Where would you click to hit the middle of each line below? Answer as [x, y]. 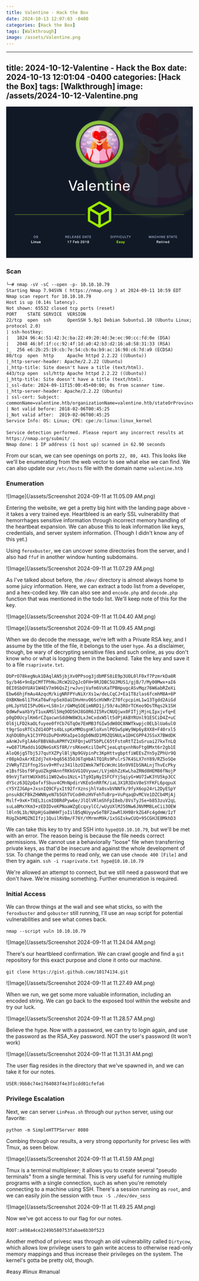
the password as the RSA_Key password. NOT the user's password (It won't [99, 1036]
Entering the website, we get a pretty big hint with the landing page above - [98, 508]
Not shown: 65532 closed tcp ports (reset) [61, 308]
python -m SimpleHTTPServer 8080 [47, 1130]
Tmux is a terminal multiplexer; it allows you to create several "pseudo [92, 1170]
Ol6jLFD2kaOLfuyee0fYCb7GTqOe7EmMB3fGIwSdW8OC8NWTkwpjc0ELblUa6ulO [91, 724]
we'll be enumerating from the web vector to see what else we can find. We [98, 461]
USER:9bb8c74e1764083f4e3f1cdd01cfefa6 [55, 1084]
